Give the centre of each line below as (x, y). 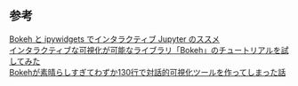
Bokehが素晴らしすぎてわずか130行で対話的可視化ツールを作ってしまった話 (148, 72)
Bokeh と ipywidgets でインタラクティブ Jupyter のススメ (115, 39)
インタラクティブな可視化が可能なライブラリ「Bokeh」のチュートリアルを (145, 50)
